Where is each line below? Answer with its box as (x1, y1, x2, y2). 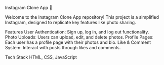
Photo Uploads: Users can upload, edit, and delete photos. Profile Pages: (5, 34, 154, 40)
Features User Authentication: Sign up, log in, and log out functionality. (5, 29, 149, 34)
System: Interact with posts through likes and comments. (5, 45, 121, 50)
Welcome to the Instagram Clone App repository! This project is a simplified (5, 14, 159, 20)
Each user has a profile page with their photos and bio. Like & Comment (5, 39, 151, 45)
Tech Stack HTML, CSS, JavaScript (5, 54, 77, 60)
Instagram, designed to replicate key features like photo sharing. (5, 20, 136, 25)
